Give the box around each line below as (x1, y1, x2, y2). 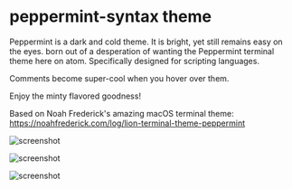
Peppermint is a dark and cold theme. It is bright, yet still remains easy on (9, 36, 283, 47)
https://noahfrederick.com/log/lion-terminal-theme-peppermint (9, 118, 246, 128)
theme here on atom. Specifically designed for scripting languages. (9, 55, 260, 66)
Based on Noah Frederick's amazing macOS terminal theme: (9, 108, 234, 118)
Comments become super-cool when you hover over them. (9, 72, 230, 83)
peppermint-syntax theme (9, 6, 212, 27)
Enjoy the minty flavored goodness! (9, 90, 142, 101)
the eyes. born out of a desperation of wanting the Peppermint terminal (9, 45, 275, 56)
